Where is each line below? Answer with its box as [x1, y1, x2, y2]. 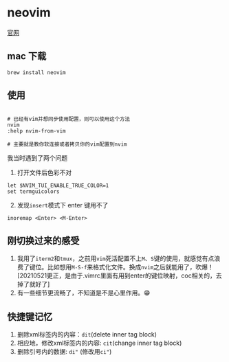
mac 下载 [7, 50, 47, 63]
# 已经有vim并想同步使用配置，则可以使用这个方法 [7, 115, 131, 122]
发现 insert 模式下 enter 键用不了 [17, 201, 109, 209]
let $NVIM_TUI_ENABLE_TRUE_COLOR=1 [7, 182, 109, 189]
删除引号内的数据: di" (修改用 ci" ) [17, 348, 112, 356]
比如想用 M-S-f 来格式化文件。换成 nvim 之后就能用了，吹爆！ [47, 263, 215, 271]
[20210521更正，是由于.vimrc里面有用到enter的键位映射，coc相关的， [17, 271, 217, 280]
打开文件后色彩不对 [17, 168, 72, 177]
